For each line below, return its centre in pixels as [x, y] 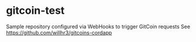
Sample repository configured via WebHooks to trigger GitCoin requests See [98, 26]
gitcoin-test [35, 11]
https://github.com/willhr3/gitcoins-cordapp [59, 32]
